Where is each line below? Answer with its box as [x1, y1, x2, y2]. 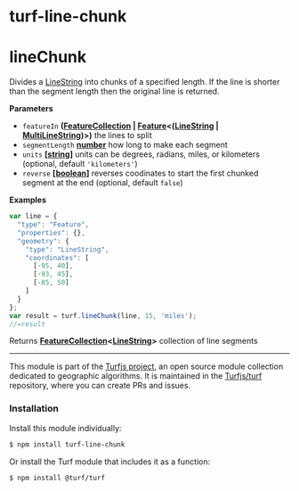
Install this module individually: [9, 422, 122, 433]
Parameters [9, 103, 53, 114]
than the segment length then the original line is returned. [9, 86, 220, 97]
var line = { [9, 212, 58, 221]
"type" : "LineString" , [25, 245, 109, 254]
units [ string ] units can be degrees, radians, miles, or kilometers [21, 149, 261, 160]
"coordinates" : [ [25, 253, 90, 262]
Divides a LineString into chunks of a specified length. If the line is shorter [9, 77, 280, 87]
